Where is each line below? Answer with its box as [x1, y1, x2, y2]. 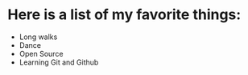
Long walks [19, 32, 58, 41]
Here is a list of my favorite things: [7, 6, 242, 24]
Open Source [19, 49, 64, 58]
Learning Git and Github [19, 57, 99, 67]
